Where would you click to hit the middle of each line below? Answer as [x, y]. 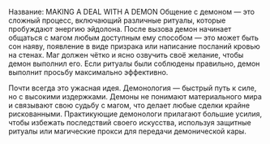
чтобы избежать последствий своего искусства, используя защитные [130, 122]
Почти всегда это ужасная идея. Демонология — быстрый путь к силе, [133, 88]
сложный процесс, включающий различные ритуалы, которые [117, 20]
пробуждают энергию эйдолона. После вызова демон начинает [120, 29]
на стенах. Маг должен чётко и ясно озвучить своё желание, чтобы [126, 55]
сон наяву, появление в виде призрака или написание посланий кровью [135, 46]
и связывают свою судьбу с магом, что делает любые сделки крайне [129, 105]
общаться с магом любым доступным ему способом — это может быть [134, 37]
